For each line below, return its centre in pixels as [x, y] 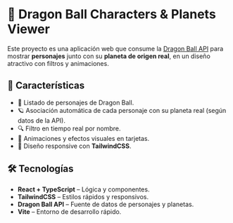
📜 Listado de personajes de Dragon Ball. [76, 102]
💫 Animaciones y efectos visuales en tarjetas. [83, 138]
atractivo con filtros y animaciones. [58, 63]
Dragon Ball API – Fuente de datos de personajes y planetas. [106, 204]
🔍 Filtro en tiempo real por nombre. [69, 128]
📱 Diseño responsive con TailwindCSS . [74, 146]
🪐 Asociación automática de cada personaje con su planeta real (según [122, 110]
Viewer [29, 29]
